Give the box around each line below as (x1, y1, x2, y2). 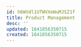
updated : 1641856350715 (6, 26, 67, 32)
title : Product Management (6, 15, 75, 21)
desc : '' (6, 20, 29, 26)
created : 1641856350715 (6, 32, 67, 38)
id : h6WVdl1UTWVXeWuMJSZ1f (6, 9, 75, 15)
